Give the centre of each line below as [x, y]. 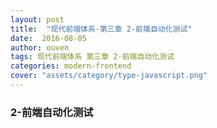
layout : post [37, 19]
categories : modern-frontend [71, 66]
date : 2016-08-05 [48, 38]
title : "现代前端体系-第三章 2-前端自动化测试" [101, 29]
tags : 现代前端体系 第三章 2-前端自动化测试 [92, 57]
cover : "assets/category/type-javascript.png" [109, 76]
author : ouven [40, 47]
